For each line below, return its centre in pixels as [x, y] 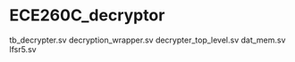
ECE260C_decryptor [87, 15]
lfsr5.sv [23, 49]
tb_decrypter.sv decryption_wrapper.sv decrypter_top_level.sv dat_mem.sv [147, 40]
